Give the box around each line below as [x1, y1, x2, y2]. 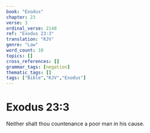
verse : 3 [6, 20, 28, 26]
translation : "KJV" [6, 36, 55, 42]
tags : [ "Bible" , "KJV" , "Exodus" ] [6, 75, 86, 81]
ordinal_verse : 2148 [6, 25, 58, 31]
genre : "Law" [6, 42, 39, 48]
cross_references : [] [6, 58, 60, 64]
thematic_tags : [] [6, 69, 52, 75]
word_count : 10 [6, 47, 44, 53]
